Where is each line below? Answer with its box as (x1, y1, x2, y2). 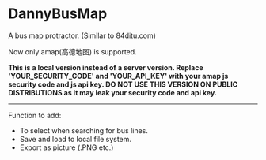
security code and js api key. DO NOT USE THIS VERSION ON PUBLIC (8, 80, 238, 89)
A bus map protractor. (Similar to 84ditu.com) (8, 31, 157, 40)
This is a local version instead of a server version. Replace (8, 62, 203, 72)
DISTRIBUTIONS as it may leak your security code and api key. (8, 87, 218, 97)
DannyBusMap (8, 5, 108, 23)
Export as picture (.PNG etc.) (19, 143, 114, 152)
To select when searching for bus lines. (19, 125, 149, 135)
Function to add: (8, 110, 62, 120)
